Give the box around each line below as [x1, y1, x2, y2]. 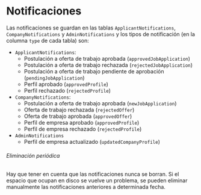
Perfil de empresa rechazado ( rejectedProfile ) [23, 125, 142, 132]
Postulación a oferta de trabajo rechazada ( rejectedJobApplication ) [23, 61, 193, 69]
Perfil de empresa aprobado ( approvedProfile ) [23, 119, 140, 126]
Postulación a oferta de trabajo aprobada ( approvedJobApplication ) [23, 55, 191, 62]
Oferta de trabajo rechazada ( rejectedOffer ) [23, 106, 135, 113]
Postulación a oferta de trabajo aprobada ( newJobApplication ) [23, 99, 177, 107]
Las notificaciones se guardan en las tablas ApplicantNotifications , [6, 24, 176, 31]
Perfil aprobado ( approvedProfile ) [23, 80, 108, 88]
